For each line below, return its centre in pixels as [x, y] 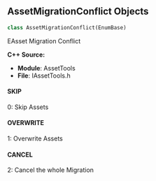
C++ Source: [26, 55]
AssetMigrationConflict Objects [78, 12]
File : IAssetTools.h [44, 75]
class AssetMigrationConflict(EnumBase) [67, 27]
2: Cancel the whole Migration [51, 170]
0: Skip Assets [28, 107]
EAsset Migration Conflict [44, 41]
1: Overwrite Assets [35, 138]
